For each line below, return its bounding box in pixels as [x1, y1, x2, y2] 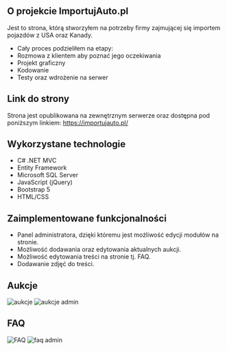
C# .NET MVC [16, 157, 57, 165]
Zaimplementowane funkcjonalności [7, 212, 167, 224]
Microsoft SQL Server [16, 171, 79, 179]
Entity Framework [16, 164, 67, 172]
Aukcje [7, 280, 38, 291]
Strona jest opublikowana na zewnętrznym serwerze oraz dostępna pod [7, 111, 211, 119]
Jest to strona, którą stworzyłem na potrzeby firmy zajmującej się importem [7, 23, 221, 31]
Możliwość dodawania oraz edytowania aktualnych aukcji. [16, 246, 182, 254]
